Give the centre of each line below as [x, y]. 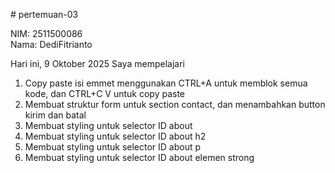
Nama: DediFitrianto [51, 44]
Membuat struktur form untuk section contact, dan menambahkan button [175, 104]
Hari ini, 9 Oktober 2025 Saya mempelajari [97, 63]
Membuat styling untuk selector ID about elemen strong [139, 157]
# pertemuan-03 [44, 14]
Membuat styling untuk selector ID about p [113, 147]
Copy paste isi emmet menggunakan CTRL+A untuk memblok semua [166, 83]
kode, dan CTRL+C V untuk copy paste [105, 93]
